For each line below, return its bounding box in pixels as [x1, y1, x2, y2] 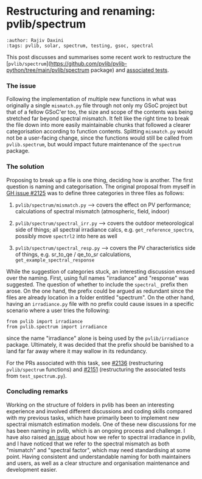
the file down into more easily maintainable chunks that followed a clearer [6, 121, 191, 129]
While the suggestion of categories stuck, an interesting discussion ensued [6, 268, 195, 275]
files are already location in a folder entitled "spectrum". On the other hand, [6, 294, 195, 301]
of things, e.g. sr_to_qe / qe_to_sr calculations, [15, 250, 132, 258]
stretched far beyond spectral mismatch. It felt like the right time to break [6, 115, 190, 122]
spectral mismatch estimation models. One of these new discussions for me [6, 420, 197, 428]
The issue [6, 81, 37, 90]
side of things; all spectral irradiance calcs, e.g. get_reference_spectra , [15, 225, 195, 233]
